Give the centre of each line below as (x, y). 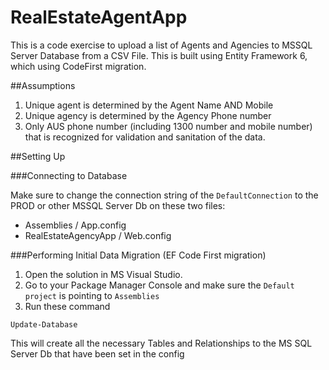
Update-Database (44, 324)
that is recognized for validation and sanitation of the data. (145, 137)
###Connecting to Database (69, 175)
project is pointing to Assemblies (92, 295)
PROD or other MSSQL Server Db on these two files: (118, 205)
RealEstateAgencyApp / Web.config (98, 235)
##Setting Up (38, 156)
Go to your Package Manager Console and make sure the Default (159, 285)
